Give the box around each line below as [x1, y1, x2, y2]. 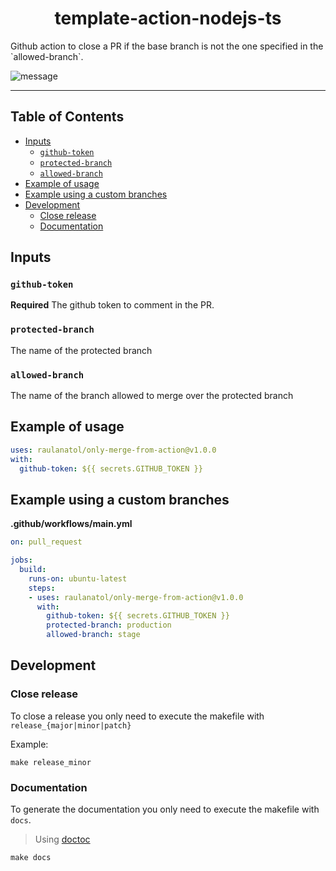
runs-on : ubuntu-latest [28, 573, 128, 584]
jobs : [10, 555, 33, 566]
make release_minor [10, 757, 92, 767]
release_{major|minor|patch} [10, 720, 132, 731]
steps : [28, 583, 56, 593]
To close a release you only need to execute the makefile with [10, 710, 265, 722]
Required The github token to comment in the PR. [10, 299, 215, 311]
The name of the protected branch [10, 344, 153, 356]
